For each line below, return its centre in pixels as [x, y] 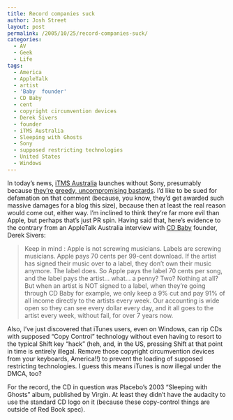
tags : [15, 66]
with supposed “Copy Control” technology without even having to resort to [114, 336]
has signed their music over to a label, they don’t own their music [118, 263]
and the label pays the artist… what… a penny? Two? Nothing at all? [121, 278]
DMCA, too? [24, 373]
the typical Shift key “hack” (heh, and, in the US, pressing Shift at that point [115, 344]
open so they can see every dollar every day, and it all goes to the [119, 307]
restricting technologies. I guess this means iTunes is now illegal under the [114, 366]
